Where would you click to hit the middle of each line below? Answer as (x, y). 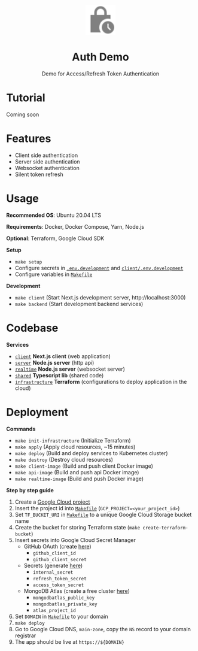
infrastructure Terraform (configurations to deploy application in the (101, 381)
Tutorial (26, 98)
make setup (28, 262)
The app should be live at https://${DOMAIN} (69, 641)
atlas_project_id (54, 610)
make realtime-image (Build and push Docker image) (79, 479)
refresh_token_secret (60, 579)
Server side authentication (47, 161)
